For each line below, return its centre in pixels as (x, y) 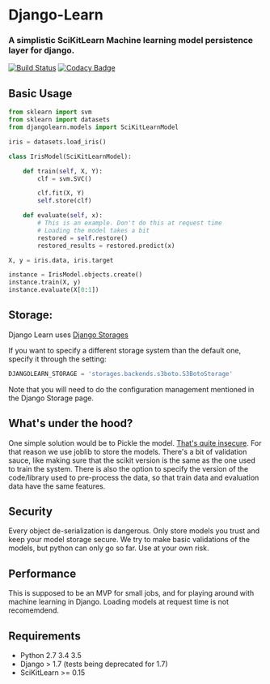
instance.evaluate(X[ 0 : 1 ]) (54, 290)
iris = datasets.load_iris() (57, 142)
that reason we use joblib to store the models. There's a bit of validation (128, 451)
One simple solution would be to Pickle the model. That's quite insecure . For (135, 442)
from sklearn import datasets (59, 120)
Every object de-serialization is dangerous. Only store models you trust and (134, 531)
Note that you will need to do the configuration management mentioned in (131, 389)
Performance (42, 573)
